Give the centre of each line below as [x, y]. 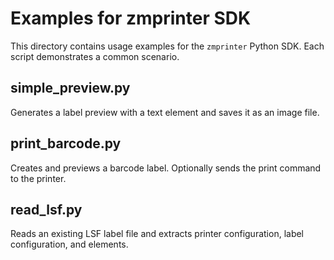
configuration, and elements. [69, 244]
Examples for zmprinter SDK [131, 18]
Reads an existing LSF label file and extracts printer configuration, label [157, 234]
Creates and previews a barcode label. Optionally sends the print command [166, 168]
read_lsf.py [46, 209]
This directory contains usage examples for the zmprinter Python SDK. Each [167, 46]
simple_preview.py [70, 88]
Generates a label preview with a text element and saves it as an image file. [165, 112]
